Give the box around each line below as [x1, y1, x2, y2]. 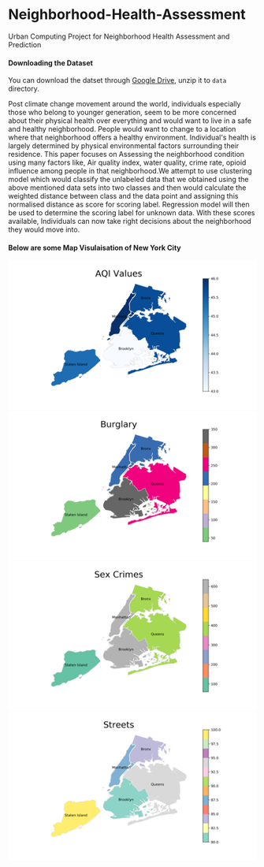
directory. [8, 84, 39, 94]
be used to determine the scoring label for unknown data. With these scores [8, 208, 255, 218]
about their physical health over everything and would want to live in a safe [8, 116, 252, 125]
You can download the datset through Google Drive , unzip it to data [8, 76, 227, 85]
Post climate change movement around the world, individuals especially [8, 99, 241, 109]
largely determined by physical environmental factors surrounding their [8, 141, 240, 151]
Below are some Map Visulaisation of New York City [8, 243, 181, 252]
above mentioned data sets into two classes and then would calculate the [8, 183, 247, 192]
